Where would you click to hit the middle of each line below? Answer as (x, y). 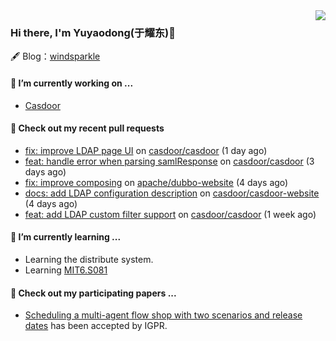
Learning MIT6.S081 (66, 270)
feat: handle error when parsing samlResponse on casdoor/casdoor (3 (169, 161)
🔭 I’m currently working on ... (72, 83)
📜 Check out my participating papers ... (93, 293)
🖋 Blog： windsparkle (55, 56)
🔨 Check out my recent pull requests (87, 128)
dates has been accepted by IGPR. (96, 326)
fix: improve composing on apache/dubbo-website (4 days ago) (156, 182)
